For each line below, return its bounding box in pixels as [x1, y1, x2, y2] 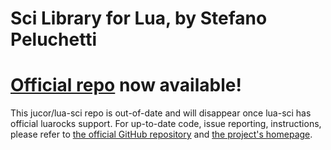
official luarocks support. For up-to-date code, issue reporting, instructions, [10, 118, 322, 130]
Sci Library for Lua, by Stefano [10, 7, 268, 30]
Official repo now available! [10, 74, 242, 97]
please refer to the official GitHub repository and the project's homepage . [10, 128, 313, 141]
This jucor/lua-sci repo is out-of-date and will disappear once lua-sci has [10, 107, 312, 119]
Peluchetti [10, 28, 97, 51]
